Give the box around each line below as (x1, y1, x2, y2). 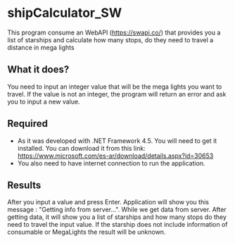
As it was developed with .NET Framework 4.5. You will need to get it (17, 136, 217, 145)
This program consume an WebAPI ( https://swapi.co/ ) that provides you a (7, 28, 221, 37)
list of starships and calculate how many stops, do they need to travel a (7, 35, 214, 44)
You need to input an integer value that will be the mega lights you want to (7, 82, 222, 91)
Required (7, 118, 48, 130)
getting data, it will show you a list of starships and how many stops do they (7, 213, 227, 221)
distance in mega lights (7, 43, 75, 51)
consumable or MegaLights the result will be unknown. (7, 228, 166, 237)
